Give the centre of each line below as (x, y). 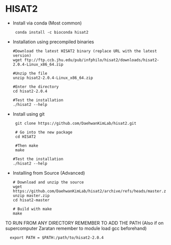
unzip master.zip (31, 196)
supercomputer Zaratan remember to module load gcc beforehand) (76, 228)
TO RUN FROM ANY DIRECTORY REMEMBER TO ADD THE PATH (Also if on (84, 223)
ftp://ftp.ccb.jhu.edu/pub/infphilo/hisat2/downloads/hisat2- (92, 60)
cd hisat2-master (31, 200)
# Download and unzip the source (48, 182)
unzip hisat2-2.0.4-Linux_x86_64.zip (53, 78)
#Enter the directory (35, 87)
